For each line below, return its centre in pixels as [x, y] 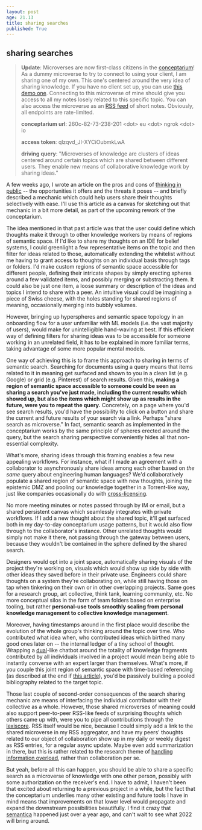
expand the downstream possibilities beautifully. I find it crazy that [89, 808]
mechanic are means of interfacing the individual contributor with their [94, 701]
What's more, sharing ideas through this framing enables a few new [90, 455]
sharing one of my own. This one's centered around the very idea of [106, 80]
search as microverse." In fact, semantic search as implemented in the [93, 425]
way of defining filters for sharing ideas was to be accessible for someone [99, 336]
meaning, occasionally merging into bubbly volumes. [72, 305]
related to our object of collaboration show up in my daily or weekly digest [98, 739]
